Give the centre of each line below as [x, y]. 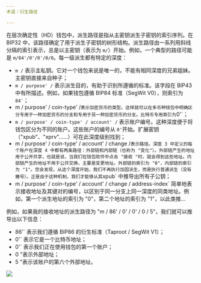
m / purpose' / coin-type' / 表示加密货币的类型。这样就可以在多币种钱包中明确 [101, 107]
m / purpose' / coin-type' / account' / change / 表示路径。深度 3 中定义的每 [104, 143]
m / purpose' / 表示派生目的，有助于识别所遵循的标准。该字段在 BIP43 [104, 85]
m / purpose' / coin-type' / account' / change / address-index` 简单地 [101, 183]
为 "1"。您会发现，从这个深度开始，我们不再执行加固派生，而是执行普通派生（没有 [103, 169]
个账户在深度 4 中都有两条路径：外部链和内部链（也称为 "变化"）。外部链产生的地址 [105, 150]
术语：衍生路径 [22, 12]
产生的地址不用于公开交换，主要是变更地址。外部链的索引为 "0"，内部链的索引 [108, 163]
